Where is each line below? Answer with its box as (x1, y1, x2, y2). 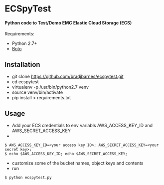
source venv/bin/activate (11, 89, 63, 95)
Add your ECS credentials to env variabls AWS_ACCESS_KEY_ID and (11, 123, 153, 129)
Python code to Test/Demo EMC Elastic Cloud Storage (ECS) (4, 19, 132, 25)
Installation (4, 60, 40, 69)
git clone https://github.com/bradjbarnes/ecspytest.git (11, 73, 124, 80)
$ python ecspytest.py (4, 175, 52, 180)
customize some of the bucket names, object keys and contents (11, 160, 144, 166)
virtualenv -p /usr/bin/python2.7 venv (11, 84, 89, 90)
